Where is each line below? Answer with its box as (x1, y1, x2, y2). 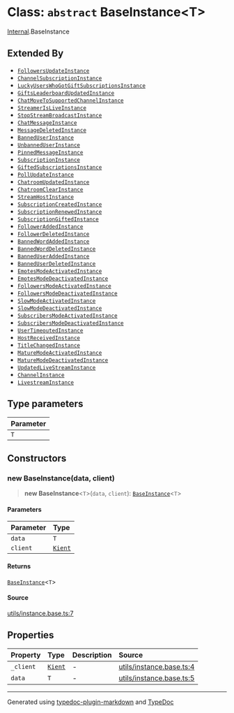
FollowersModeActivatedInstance (17, 282, 111, 290)
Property (10, 650, 41, 660)
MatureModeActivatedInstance (17, 349, 102, 356)
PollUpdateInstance (17, 171, 75, 178)
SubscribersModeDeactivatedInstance (17, 319, 124, 327)
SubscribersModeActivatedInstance (17, 312, 118, 319)
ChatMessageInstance (17, 119, 77, 126)
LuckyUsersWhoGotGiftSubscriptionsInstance (17, 82, 146, 89)
